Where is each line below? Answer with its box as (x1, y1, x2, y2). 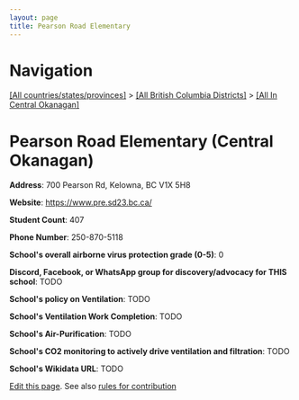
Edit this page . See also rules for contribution (9, 381, 177, 392)
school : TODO (9, 276, 63, 288)
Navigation (9, 60, 93, 81)
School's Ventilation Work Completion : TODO (9, 311, 183, 322)
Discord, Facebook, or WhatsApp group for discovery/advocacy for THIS (9, 267, 287, 278)
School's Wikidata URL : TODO (9, 363, 124, 374)
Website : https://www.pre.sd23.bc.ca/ (9, 197, 153, 208)
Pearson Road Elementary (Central (9, 131, 274, 151)
